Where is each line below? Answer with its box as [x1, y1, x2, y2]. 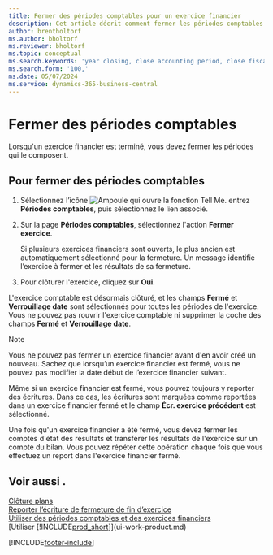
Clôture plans [8, 496, 54, 506]
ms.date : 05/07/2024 [8, 72, 79, 80]
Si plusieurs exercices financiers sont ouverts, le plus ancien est [19, 245, 236, 254]
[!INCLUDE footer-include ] [8, 538, 95, 548]
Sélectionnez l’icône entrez [19, 196, 250, 206]
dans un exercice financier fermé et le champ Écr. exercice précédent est [8, 401, 256, 410]
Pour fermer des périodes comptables [8, 174, 205, 188]
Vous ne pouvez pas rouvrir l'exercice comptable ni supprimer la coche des [8, 310, 262, 320]
